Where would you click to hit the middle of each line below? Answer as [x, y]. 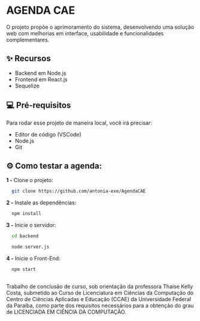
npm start [24, 269]
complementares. [28, 40]
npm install [27, 214]
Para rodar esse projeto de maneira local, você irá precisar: [79, 123]
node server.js [31, 247]
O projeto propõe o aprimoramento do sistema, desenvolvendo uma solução [100, 27]
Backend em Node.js [40, 73]
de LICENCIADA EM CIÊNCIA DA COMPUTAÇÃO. [66, 312]
